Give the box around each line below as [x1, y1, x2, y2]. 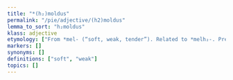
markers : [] [7, 42, 42, 49]
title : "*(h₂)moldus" [7, 10, 70, 17]
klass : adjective [7, 29, 58, 37]
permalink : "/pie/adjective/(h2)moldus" [7, 17, 126, 24]
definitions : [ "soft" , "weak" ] [7, 56, 98, 63]
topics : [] [7, 62, 39, 69]
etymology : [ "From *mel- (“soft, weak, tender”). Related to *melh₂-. [7, 36, 216, 43]
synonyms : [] [7, 49, 45, 56]
